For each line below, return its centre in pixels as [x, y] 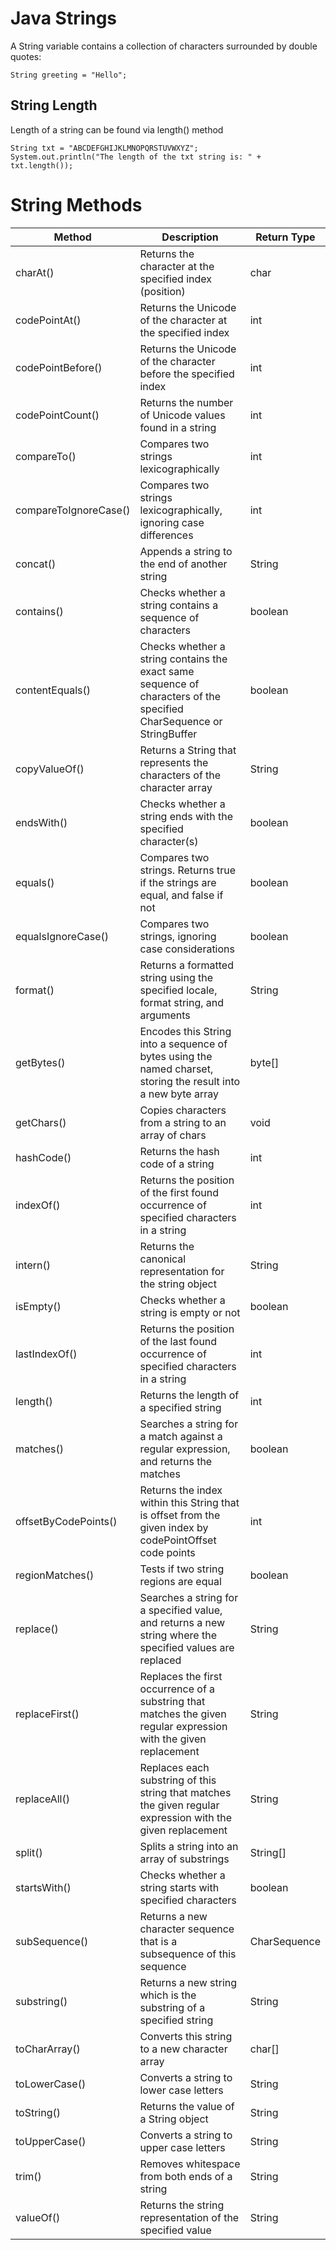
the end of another [183, 564]
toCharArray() [48, 2049]
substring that [172, 1701]
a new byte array [179, 1094]
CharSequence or [181, 721]
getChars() [41, 1122]
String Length [54, 105]
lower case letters [181, 2090]
